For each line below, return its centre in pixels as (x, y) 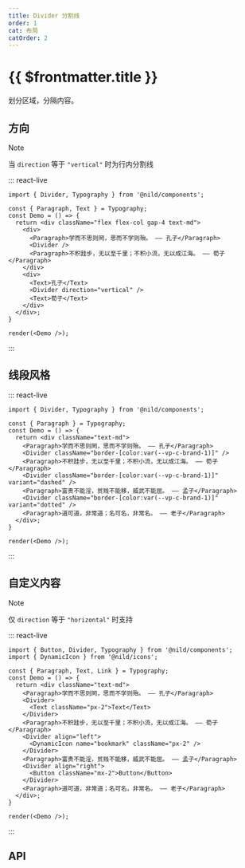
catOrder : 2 (28, 38)
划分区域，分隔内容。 (43, 101)
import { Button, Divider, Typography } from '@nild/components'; (121, 650)
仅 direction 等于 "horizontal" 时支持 (71, 619)
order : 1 (23, 23)
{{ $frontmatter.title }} (83, 77)
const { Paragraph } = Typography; (67, 424)
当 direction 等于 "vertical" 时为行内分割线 (81, 164)
